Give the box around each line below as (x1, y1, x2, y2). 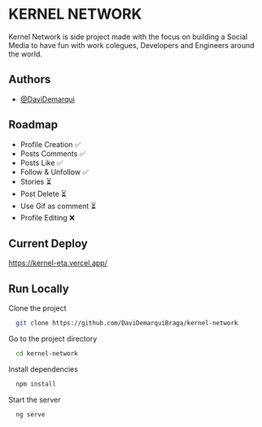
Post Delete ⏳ (20, 189, 67, 198)
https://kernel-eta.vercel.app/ (8, 258, 107, 268)
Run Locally (8, 281, 69, 295)
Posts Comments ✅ (20, 148, 86, 159)
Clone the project (8, 303, 67, 313)
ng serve (15, 410, 46, 419)
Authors (8, 72, 51, 86)
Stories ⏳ (20, 176, 52, 186)
